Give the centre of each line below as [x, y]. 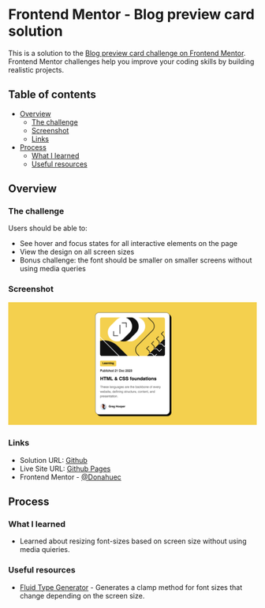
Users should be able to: [48, 228]
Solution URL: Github [54, 460]
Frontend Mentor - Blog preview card [131, 15]
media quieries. [45, 550]
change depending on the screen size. [82, 595]
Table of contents [52, 95]
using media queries [53, 269]
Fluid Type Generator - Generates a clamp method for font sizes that [131, 587]
